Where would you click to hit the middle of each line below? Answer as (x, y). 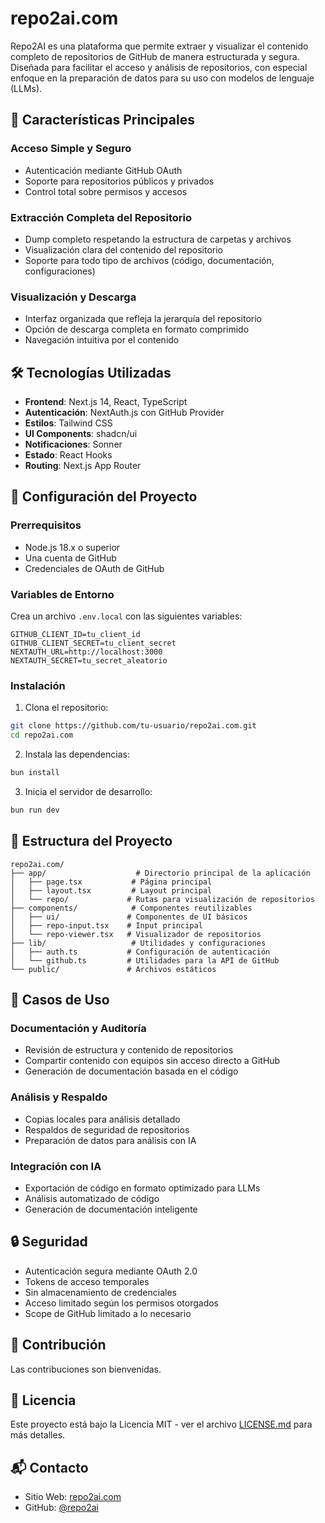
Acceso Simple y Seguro (71, 149)
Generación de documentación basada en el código (131, 1071)
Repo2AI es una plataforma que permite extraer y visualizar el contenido (159, 46)
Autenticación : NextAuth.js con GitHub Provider (124, 413)
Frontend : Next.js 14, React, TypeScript (106, 402)
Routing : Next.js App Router (83, 466)
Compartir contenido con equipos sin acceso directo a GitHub (152, 1061)
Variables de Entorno (62, 594)
